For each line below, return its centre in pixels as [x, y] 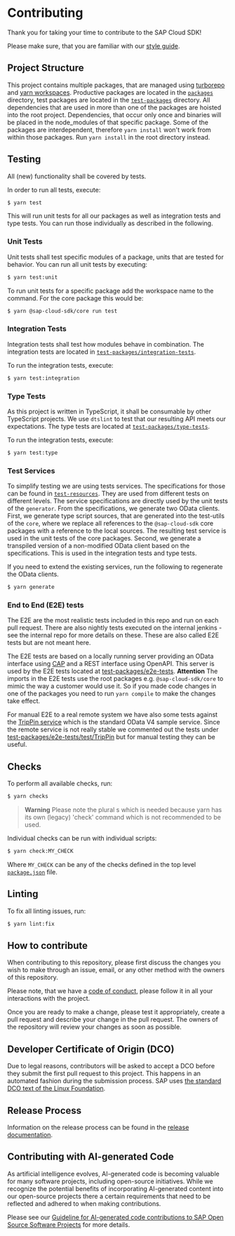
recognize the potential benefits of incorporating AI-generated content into [115, 1188]
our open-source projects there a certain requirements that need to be [109, 1196]
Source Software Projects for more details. [69, 1224]
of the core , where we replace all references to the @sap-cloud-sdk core [110, 524]
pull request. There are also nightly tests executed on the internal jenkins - [115, 628]
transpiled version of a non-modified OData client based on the [99, 546]
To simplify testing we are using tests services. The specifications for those [116, 486]
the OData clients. [33, 574]
